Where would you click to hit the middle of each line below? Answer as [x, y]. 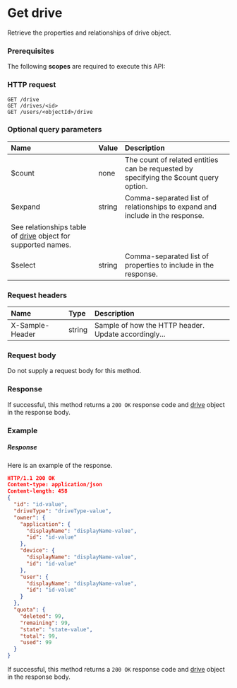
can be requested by [159, 168]
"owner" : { [30, 517]
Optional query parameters [55, 130]
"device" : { [37, 551]
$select [23, 265]
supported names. [41, 244]
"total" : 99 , [39, 636]
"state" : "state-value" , [56, 629]
